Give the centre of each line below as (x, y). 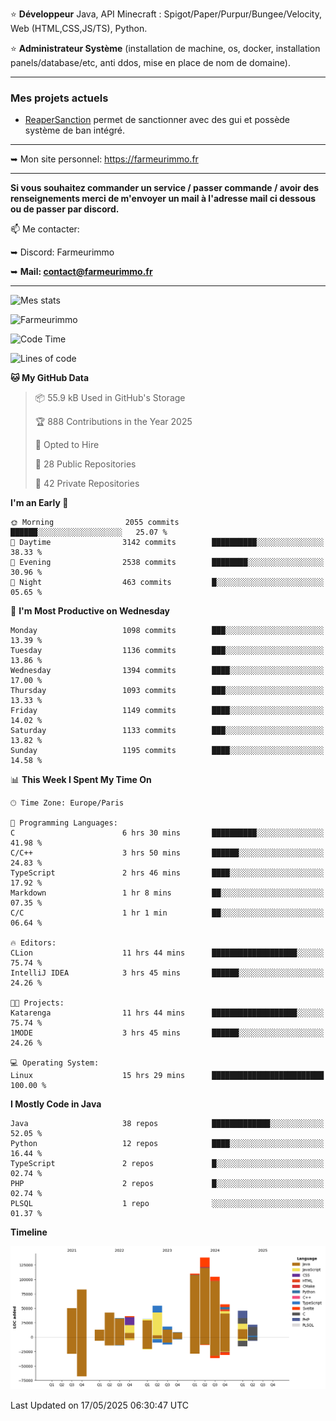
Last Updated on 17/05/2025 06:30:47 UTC (100, 1405)
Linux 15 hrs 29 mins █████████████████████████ (167, 1076)
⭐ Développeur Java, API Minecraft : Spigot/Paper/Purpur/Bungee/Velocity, (166, 14)
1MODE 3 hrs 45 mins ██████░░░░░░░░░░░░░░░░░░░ (167, 1033)
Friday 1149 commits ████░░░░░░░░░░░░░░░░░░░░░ (167, 711)
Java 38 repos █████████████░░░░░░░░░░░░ (167, 1124)
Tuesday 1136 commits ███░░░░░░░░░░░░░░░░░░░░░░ (167, 651)
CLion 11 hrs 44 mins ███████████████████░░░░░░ (167, 953)
